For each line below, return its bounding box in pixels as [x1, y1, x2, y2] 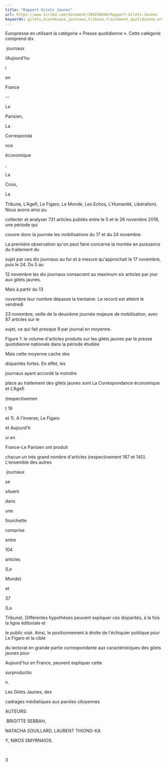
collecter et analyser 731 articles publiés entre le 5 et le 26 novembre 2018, [5, 217, 159, 223]
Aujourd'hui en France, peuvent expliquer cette [5, 660, 102, 666]
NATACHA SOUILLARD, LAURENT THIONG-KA [5, 728, 101, 734]
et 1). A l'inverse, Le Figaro [5, 415, 60, 421]
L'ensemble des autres [5, 459, 52, 465]
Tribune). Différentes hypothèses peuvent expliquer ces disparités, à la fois [5, 615, 160, 621]
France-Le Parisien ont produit [5, 444, 68, 450]
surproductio [5, 670, 32, 676]
